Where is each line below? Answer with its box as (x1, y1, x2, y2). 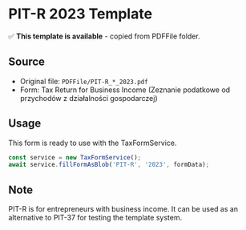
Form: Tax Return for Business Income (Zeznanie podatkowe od (19, 85, 231, 95)
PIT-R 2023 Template (8, 5, 153, 23)
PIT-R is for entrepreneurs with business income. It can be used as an (8, 204, 239, 214)
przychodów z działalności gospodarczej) (19, 93, 158, 103)
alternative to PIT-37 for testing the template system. (8, 213, 183, 223)
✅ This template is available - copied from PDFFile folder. (8, 31, 200, 41)
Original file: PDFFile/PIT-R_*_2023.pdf (19, 76, 148, 86)
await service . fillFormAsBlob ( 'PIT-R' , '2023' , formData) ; (8, 161, 210, 169)
